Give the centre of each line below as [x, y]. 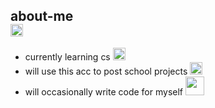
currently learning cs [67, 56]
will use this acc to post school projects [106, 71]
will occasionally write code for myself [104, 91]
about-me [42, 16]
